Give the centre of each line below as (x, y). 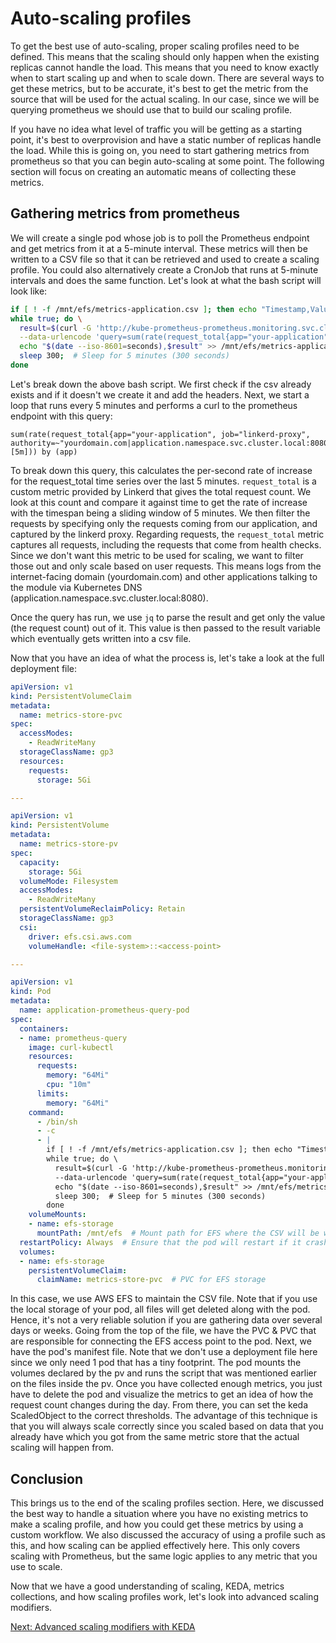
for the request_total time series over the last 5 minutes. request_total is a (163, 481)
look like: (29, 291)
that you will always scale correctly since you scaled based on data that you (167, 1426)
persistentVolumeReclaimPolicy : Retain (102, 909)
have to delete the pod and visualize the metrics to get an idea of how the (162, 1394)
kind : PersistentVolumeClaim (71, 696)
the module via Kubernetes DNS (76, 587)
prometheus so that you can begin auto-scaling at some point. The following (167, 161)
